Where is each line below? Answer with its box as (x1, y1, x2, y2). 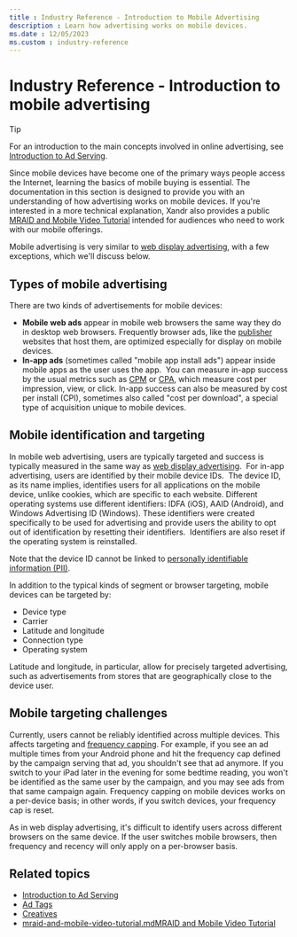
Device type (21, 606, 66, 617)
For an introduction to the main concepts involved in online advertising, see (9, 141, 284, 152)
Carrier (21, 615, 49, 626)
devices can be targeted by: (9, 589, 112, 599)
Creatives (21, 909, 58, 919)
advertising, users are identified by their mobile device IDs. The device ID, (9, 470, 281, 480)
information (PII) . (9, 562, 71, 573)
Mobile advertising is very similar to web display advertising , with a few (9, 241, 270, 253)
